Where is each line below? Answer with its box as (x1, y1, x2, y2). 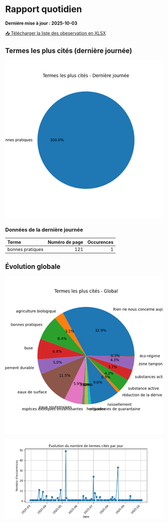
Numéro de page (47, 239, 83, 245)
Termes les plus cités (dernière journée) (5, 47, 132, 55)
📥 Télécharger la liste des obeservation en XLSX (5, 30, 106, 36)
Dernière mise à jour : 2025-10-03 (5, 20, 77, 26)
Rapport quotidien (5, 4, 82, 15)
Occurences (87, 239, 114, 245)
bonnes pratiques (7, 246, 43, 252)
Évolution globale (5, 262, 61, 271)
